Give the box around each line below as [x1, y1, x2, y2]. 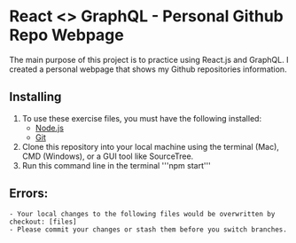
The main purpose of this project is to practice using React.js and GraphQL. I [9, 54, 289, 65]
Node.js [35, 122, 65, 133]
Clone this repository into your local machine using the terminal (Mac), [21, 141, 279, 152]
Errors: [9, 186, 49, 201]
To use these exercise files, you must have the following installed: [21, 113, 262, 123]
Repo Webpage [9, 25, 124, 45]
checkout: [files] [9, 217, 77, 226]
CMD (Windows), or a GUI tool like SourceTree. [21, 151, 194, 161]
